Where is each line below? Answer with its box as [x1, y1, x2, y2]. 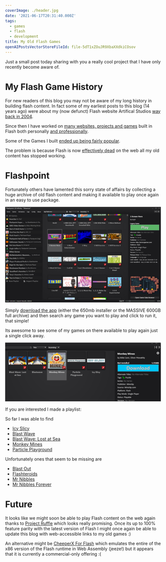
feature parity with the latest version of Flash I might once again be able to [5, 525, 157, 531]
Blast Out [12, 466, 31, 471]
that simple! [5, 318, 29, 324]
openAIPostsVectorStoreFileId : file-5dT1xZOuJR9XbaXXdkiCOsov [5, 45, 136, 49]
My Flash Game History [5, 81, 103, 93]
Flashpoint [5, 170, 50, 181]
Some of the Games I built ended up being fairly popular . [5, 138, 121, 143]
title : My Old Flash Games [5, 40, 61, 45]
